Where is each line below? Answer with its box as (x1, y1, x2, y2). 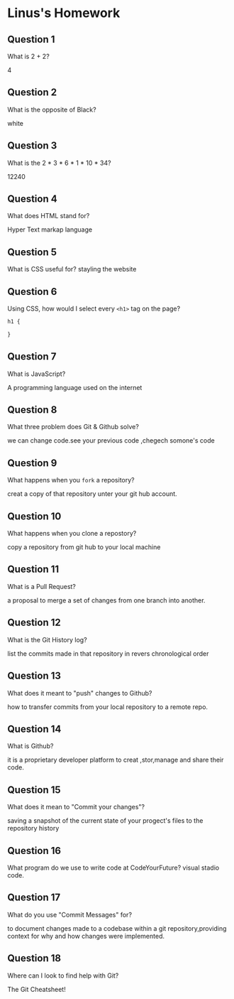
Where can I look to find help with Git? (7, 971, 119, 980)
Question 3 (7, 140, 57, 152)
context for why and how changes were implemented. (7, 931, 165, 940)
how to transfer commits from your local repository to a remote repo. (7, 702, 208, 711)
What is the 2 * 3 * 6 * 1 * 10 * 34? (7, 158, 111, 167)
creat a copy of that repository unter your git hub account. (7, 490, 177, 498)
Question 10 (7, 510, 62, 522)
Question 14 (7, 723, 62, 735)
